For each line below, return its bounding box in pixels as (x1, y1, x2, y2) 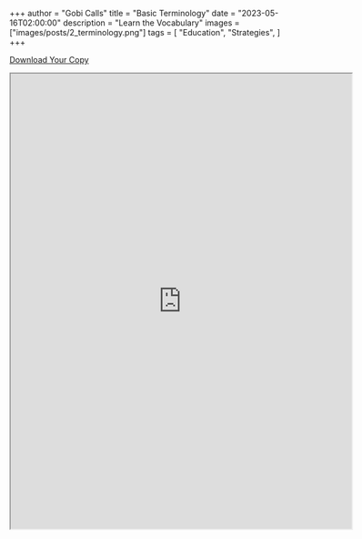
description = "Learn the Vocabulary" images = (63, 17, 240, 28)
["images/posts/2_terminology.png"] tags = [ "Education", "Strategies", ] (9, 27, 280, 37)
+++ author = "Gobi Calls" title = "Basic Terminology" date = (9, 8, 236, 18)
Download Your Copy (9, 55, 89, 65)
